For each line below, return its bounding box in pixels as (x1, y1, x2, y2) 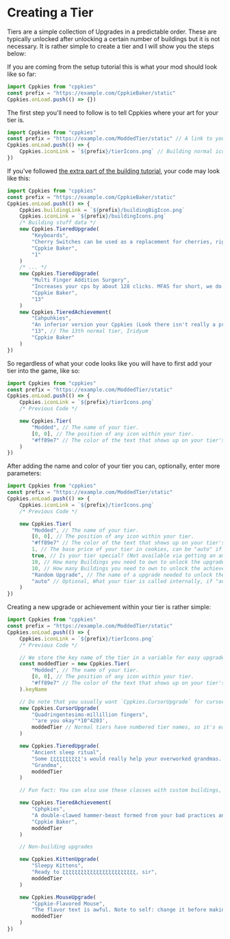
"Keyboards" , (31, 232, 69, 239)
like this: (7, 174, 31, 182)
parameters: (7, 469, 42, 477)
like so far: (7, 70, 37, 78)
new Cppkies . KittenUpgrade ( (19, 856, 99, 863)
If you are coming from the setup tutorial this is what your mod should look (7, 62, 218, 71)
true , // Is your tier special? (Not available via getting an (31, 552, 216, 560)
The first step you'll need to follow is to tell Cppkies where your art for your (7, 108, 219, 117)
